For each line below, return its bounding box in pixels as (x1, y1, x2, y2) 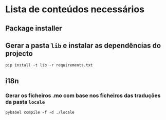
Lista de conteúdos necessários (5, 4, 145, 15)
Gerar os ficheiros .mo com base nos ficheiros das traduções (5, 92, 161, 99)
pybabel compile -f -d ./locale (5, 110, 75, 115)
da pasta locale (5, 98, 45, 105)
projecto (5, 49, 33, 58)
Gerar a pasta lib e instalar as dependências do (5, 41, 161, 50)
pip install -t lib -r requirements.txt (5, 63, 94, 68)
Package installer (5, 24, 62, 33)
